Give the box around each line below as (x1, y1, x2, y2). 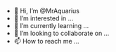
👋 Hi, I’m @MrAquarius (13, 7, 79, 15)
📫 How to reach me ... (13, 37, 79, 45)
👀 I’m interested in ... (13, 14, 74, 22)
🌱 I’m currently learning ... (13, 22, 89, 30)
